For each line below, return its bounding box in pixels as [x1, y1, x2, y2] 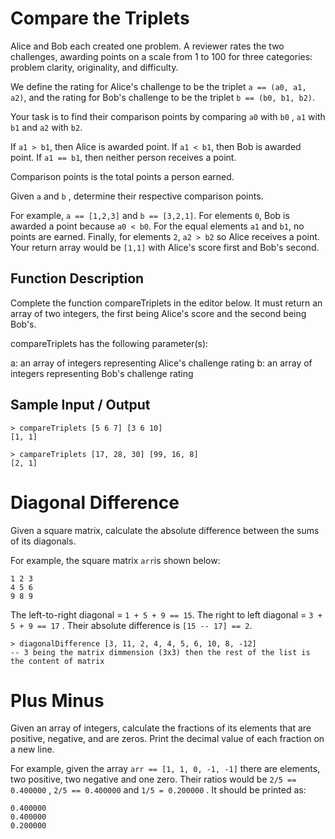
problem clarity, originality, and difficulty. [10, 61, 179, 73]
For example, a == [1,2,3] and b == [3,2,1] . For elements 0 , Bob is [10, 209, 290, 221]
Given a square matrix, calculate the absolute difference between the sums [10, 524, 320, 536]
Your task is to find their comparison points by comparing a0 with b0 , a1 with [10, 110, 326, 122]
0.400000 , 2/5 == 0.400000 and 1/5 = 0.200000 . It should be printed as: [10, 784, 307, 796]
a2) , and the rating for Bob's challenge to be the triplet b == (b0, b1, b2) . [10, 91, 315, 103]
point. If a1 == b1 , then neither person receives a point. [10, 151, 237, 163]
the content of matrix [10, 656, 105, 666]
